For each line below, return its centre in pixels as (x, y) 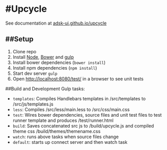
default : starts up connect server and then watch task (70, 142)
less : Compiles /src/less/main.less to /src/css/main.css (71, 109)
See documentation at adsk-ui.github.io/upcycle (56, 23)
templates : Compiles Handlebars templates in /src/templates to (79, 98)
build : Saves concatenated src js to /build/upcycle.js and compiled (83, 125)
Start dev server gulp (35, 73)
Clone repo (25, 51)
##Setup (19, 39)
